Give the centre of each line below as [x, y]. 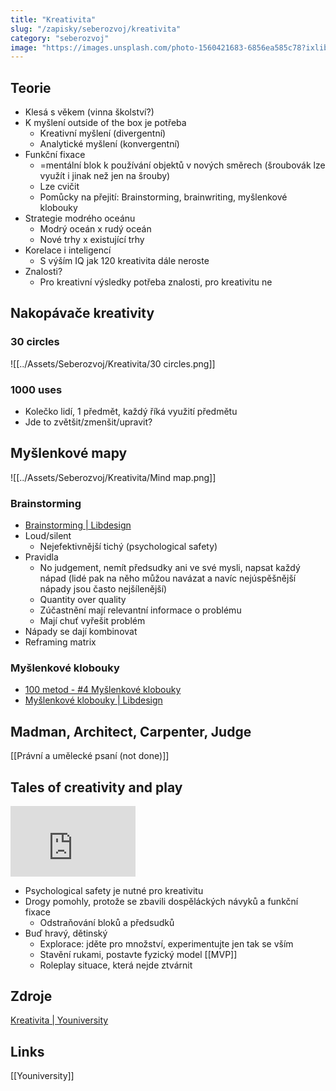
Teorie [31, 87]
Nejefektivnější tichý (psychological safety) [128, 547]
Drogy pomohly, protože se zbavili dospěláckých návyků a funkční [161, 901]
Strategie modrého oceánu [80, 218]
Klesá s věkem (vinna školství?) [89, 112]
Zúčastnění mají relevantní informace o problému [140, 610]
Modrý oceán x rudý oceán [95, 229]
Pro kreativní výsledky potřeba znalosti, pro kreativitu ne [156, 282]
